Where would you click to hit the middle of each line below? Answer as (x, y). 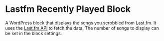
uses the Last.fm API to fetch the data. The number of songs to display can (82, 28)
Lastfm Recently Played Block (68, 9)
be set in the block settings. (34, 33)
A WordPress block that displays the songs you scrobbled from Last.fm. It (81, 23)
